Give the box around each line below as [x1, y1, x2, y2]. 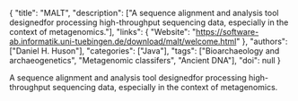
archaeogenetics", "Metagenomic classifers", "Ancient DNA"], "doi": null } [9, 55, 281, 65]
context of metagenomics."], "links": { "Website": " [9, 27, 197, 37]
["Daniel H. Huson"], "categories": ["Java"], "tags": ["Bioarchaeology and [9, 46, 280, 56]
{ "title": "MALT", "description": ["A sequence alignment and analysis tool [9, 8, 279, 18]
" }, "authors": [236, 36, 288, 46]
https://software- [196, 27, 259, 37]
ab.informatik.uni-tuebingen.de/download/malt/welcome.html [9, 36, 237, 46]
